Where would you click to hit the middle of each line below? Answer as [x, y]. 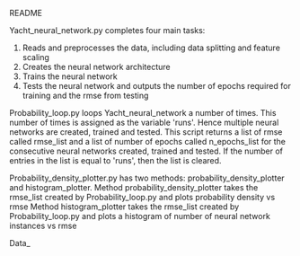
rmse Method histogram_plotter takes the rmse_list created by [124, 207]
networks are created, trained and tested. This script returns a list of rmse [146, 132]
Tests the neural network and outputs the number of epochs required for [157, 86]
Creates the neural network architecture [96, 67]
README [26, 13]
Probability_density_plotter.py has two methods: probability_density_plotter [147, 178]
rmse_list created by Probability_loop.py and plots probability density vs [142, 197]
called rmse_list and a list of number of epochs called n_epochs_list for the [147, 141]
